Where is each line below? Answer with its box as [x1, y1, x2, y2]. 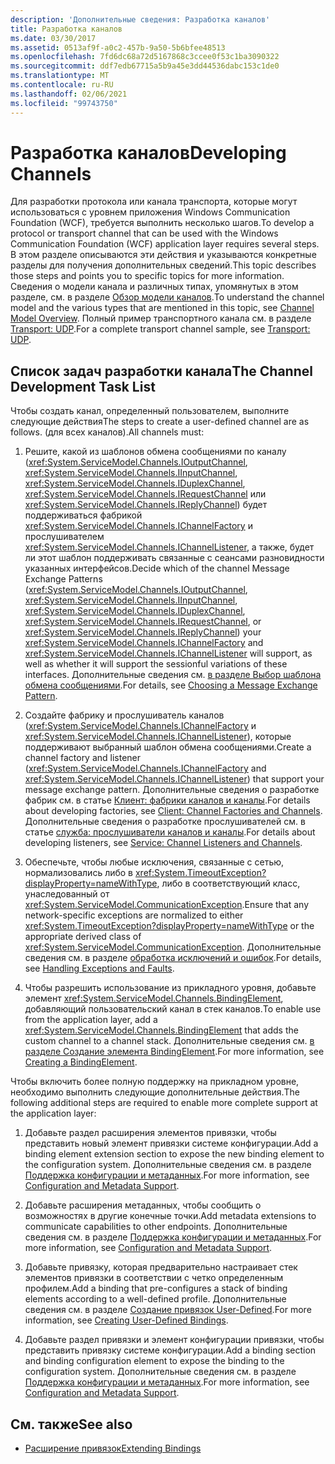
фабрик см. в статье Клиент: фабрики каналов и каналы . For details [24, 794, 311, 806]
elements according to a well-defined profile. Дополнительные [24, 1293, 287, 1305]
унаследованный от [24, 888, 110, 900]
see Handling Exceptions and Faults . [24, 962, 175, 975]
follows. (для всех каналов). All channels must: [10, 426, 205, 438]
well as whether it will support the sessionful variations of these [24, 658, 288, 670]
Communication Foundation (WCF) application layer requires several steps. [10, 238, 320, 250]
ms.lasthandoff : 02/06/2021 [10, 89, 128, 99]
